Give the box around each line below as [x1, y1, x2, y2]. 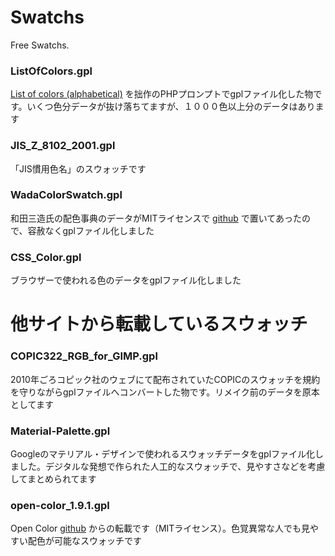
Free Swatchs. [10, 39, 70, 51]
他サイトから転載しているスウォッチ [10, 313, 308, 336]
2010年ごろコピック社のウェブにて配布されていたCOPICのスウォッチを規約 [10, 373, 321, 385]
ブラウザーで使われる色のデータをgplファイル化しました [10, 274, 242, 286]
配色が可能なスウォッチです [27, 535, 142, 547]
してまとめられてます [10, 472, 97, 485]
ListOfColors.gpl [10, 64, 93, 78]
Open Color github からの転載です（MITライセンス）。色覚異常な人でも [10, 522, 302, 535]
